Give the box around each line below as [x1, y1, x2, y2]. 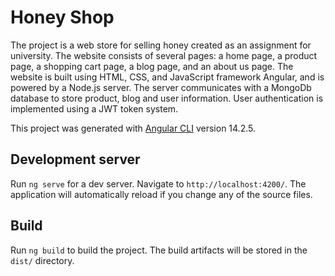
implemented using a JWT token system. [10, 102, 179, 115]
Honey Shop [10, 6, 115, 29]
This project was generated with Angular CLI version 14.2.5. [10, 122, 256, 134]
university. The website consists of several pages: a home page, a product [10, 49, 318, 61]
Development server [10, 151, 141, 168]
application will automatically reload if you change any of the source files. [10, 188, 313, 200]
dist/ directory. [10, 254, 75, 266]
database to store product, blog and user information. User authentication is [10, 92, 324, 104]
